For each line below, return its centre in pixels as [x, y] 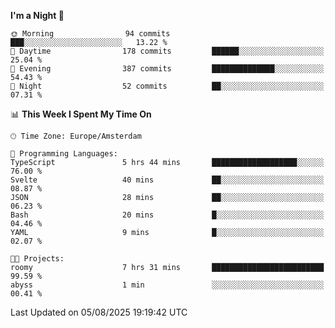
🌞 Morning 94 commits [90, 34]
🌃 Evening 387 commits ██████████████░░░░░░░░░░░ [167, 69]
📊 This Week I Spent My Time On [81, 114]
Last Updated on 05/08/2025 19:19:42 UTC [99, 312]
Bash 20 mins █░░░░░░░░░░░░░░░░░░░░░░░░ [167, 215]
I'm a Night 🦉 [37, 15]
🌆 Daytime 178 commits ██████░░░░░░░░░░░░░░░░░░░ [167, 51]
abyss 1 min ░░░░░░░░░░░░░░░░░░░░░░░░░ [167, 285]
